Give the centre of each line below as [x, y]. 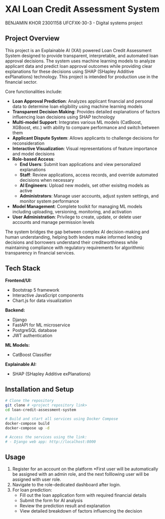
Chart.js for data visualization [42, 300]
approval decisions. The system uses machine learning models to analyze [80, 61]
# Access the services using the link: [46, 437]
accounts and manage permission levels [53, 222]
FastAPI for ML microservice [41, 325]
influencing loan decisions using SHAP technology [63, 117]
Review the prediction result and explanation [65, 506]
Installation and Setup [40, 389]
